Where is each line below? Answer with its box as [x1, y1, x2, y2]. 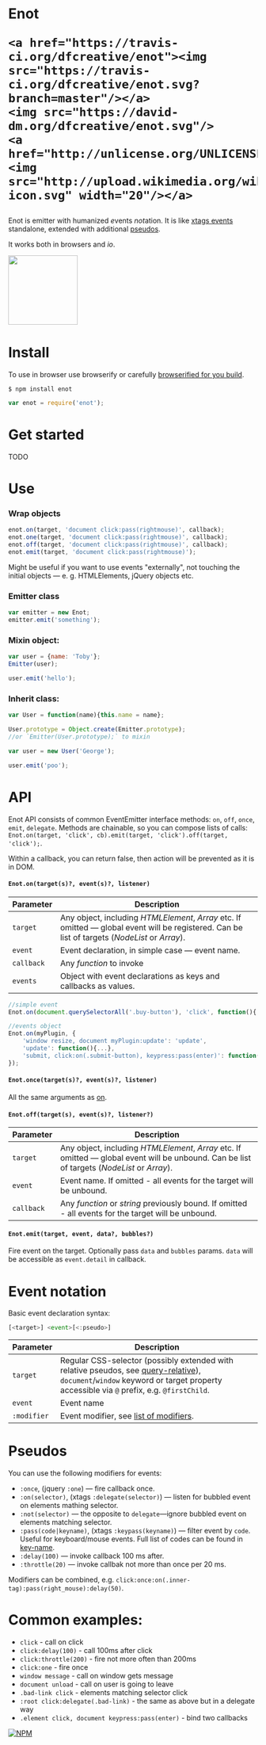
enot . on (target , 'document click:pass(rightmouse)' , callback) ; [8, 526, 225, 534]
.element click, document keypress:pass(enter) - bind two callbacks [19, 1713, 248, 1722]
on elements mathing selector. [19, 1501, 119, 1510]
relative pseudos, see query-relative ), [59, 1365, 201, 1376]
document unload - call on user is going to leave [19, 1679, 174, 1689]
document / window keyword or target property [59, 1375, 222, 1386]
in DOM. [8, 861, 36, 872]
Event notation [8, 1282, 107, 1300]
